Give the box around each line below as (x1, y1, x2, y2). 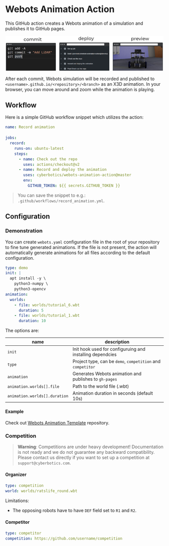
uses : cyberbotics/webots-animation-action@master (23, 172, 132, 177)
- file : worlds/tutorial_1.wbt (14, 313, 80, 318)
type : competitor (5, 531, 42, 536)
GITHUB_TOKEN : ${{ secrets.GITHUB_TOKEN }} (27, 183, 121, 189)
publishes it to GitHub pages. (5, 25, 65, 31)
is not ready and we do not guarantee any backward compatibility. (17, 449, 155, 455)
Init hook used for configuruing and (72, 346, 146, 352)
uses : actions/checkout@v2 (23, 162, 80, 167)
